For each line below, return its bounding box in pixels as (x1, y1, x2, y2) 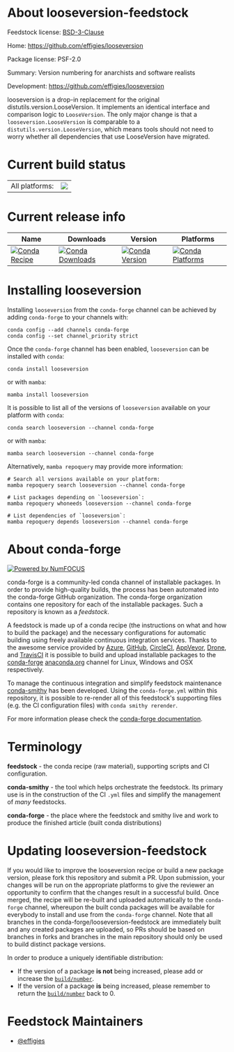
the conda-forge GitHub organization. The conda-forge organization (7, 592, 203, 601)
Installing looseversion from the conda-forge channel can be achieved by (7, 305, 217, 314)
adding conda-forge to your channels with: (7, 313, 129, 321)
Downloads (67, 234, 107, 244)
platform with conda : (7, 411, 65, 419)
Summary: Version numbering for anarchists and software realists (7, 68, 196, 77)
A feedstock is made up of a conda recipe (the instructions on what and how (7, 621, 227, 629)
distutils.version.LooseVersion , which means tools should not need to (7, 125, 214, 133)
